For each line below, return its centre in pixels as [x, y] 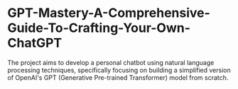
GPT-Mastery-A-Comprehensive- [109, 13]
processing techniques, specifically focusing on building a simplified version [119, 70]
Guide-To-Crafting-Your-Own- [99, 28]
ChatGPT [35, 43]
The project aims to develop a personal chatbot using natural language [111, 62]
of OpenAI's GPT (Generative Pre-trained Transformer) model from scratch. [118, 77]
